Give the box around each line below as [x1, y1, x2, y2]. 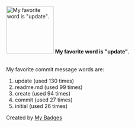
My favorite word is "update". [54, 48, 130, 55]
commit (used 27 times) [14, 96, 73, 103]
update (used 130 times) [14, 77, 75, 84]
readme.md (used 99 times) [14, 84, 83, 91]
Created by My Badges [6, 114, 62, 121]
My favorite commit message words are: [6, 66, 105, 73]
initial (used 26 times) [14, 103, 68, 109]
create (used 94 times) [14, 90, 71, 97]
